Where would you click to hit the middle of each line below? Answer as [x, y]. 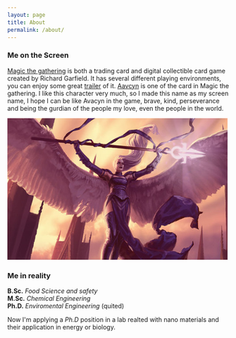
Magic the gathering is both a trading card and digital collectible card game [116, 71]
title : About [26, 22]
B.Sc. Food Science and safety [52, 291]
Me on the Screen [38, 55]
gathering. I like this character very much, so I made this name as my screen [118, 93]
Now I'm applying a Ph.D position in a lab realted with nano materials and [113, 319]
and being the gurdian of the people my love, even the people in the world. [116, 108]
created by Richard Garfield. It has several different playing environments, [114, 78]
